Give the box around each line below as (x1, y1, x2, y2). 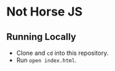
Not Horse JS (6, 4, 83, 20)
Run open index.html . (16, 56, 77, 64)
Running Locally (6, 31, 76, 43)
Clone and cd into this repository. (16, 49, 109, 57)
